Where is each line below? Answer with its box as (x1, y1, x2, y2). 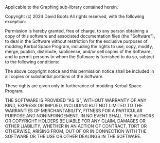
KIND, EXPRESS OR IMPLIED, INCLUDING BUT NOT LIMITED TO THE (5, 103, 143, 108)
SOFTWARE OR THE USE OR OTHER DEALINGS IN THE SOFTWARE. (5, 133, 142, 139)
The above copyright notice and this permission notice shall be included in (5, 68, 154, 74)
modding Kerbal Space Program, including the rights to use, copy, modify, (5, 44, 153, 49)
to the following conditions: (5, 59, 60, 64)
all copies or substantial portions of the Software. (5, 74, 104, 79)
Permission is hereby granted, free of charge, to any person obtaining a (5, 28, 148, 33)
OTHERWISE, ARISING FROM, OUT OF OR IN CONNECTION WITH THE (5, 128, 147, 134)
